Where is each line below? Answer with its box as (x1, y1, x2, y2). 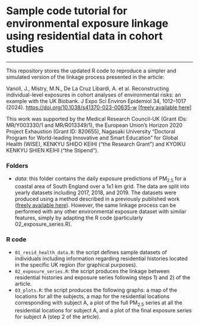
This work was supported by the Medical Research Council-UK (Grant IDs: (6, 115, 188, 122)
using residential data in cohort (6, 30, 163, 43)
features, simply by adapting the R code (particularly (14, 215, 143, 222)
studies (6, 42, 44, 56)
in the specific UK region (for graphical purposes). (14, 261, 138, 269)
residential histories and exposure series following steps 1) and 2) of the (14, 274, 191, 281)
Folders (6, 161, 28, 170)
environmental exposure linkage (6, 17, 169, 30)
